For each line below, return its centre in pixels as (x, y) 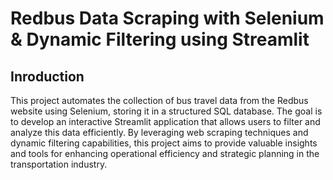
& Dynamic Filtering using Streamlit (160, 39)
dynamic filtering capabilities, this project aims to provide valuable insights (164, 143)
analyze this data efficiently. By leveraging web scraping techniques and (159, 132)
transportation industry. (59, 164)
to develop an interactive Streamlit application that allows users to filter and (165, 121)
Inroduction (47, 76)
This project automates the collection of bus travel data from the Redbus (159, 100)
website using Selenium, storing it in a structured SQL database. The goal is (166, 111)
